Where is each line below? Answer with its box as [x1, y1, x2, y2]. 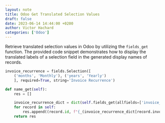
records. [5, 60, 22, 65]
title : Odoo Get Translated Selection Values [5, 12, 100, 17]
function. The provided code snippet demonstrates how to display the [5, 49, 146, 55]
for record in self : [14, 105, 56, 110]
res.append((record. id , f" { [23, 109, 80, 115]
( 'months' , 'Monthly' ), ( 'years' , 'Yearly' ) [14, 73, 107, 78]
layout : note [5, 7, 32, 12]
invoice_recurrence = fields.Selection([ [5, 69, 91, 74]
